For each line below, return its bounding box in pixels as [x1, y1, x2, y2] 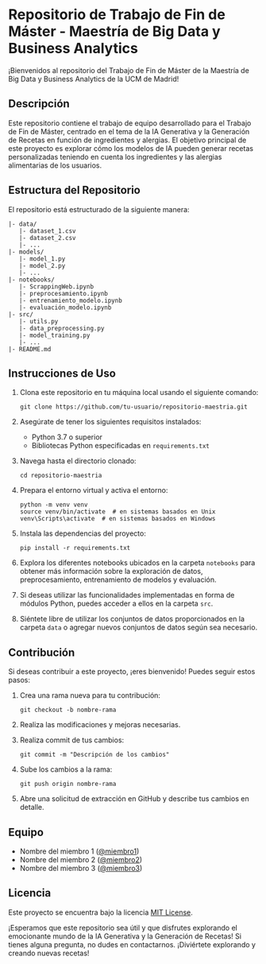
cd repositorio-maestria [19, 471, 102, 480]
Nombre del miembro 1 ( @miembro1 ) [19, 846, 140, 856]
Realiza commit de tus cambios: [19, 735, 125, 745]
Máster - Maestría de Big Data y [8, 22, 221, 41]
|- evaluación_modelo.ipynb [18, 304, 112, 312]
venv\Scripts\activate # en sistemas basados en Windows [19, 515, 216, 523]
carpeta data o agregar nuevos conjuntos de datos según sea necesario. [19, 622, 258, 633]
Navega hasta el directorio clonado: [19, 456, 137, 466]
